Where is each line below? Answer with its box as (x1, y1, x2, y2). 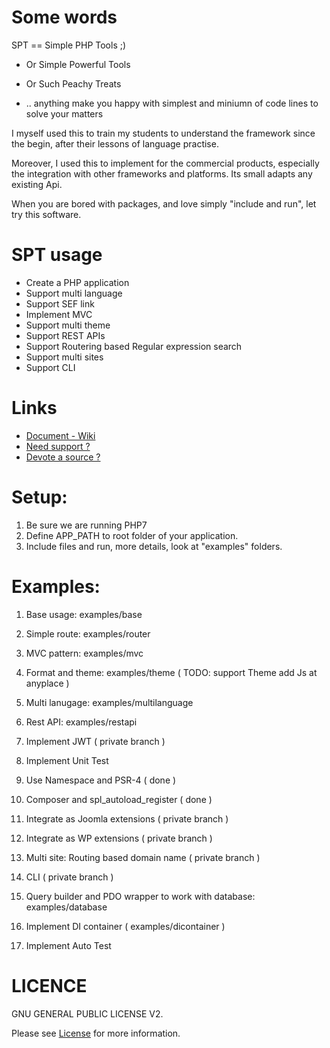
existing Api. (11, 178, 63, 190)
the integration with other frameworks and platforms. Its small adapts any (11, 167, 313, 180)
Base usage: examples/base (25, 608, 143, 620)
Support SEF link (25, 297, 95, 310)
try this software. (11, 208, 82, 220)
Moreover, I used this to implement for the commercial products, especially (11, 157, 320, 169)
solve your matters (25, 107, 104, 120)
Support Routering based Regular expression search (25, 340, 243, 352)
